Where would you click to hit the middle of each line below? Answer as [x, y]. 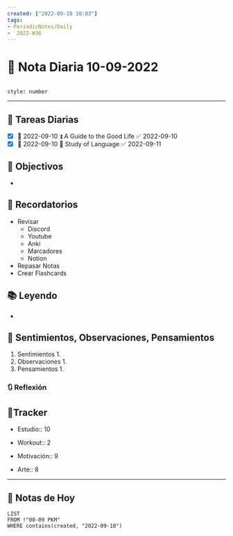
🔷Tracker [27, 412]
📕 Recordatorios [43, 205]
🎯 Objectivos [35, 166]
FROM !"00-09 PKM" [34, 520]
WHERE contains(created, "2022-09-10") [65, 526]
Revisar [28, 221]
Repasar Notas [38, 266]
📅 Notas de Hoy [41, 498]
